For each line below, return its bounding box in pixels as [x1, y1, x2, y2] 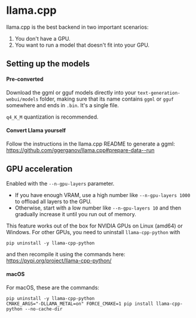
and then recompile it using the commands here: [6, 250, 125, 258]
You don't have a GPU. [14, 35, 71, 42]
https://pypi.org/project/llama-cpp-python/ [6, 257, 112, 264]
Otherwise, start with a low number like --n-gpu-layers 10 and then [14, 204, 182, 211]
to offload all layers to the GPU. [14, 198, 92, 205]
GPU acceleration [6, 164, 73, 174]
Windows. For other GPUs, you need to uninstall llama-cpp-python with [6, 228, 180, 235]
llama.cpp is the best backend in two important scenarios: [6, 23, 149, 31]
